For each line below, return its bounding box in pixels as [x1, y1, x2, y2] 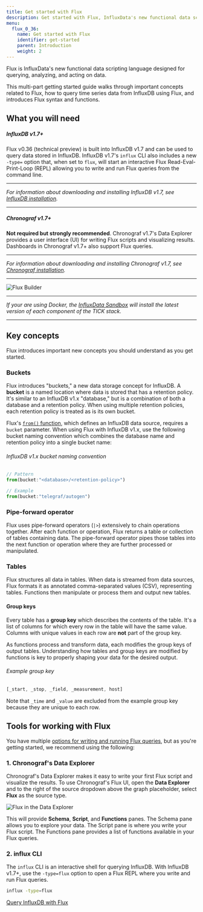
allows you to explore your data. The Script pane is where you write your [6, 821, 187, 829]
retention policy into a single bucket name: [6, 439, 112, 446]
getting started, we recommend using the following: [6, 743, 135, 751]
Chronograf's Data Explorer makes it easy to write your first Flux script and [6, 772, 193, 780]
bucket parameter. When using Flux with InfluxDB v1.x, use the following [6, 426, 185, 433]
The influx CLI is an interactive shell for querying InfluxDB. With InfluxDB [6, 863, 189, 871]
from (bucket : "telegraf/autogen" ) [6, 493, 91, 500]
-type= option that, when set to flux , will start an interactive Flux [6, 158, 167, 166]
